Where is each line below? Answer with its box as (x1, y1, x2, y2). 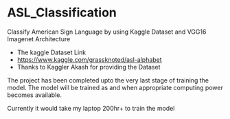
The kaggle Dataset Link (16, 48, 87, 56)
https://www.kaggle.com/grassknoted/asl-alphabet (16, 55, 163, 63)
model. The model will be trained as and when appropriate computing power (7, 83, 223, 91)
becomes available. (7, 91, 62, 99)
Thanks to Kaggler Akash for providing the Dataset (16, 63, 161, 71)
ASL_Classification (7, 5, 117, 21)
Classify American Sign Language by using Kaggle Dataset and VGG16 (7, 28, 207, 36)
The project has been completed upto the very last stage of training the (7, 76, 209, 84)
